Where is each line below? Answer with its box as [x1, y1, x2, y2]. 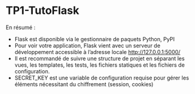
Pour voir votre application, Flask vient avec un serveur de [14, 42, 160, 49]
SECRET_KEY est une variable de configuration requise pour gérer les [14, 74, 190, 81]
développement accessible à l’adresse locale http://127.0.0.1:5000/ [14, 48, 180, 55]
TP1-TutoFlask [5, 4, 80, 18]
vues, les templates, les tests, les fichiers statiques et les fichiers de [14, 61, 185, 69]
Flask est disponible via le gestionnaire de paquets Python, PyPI [14, 35, 175, 42]
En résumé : [5, 24, 36, 31]
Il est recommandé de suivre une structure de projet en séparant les [14, 55, 185, 62]
